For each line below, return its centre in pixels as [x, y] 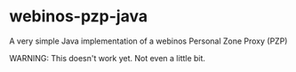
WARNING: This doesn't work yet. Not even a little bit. [108, 58]
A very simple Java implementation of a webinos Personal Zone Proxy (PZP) [148, 41]
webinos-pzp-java [79, 16]
